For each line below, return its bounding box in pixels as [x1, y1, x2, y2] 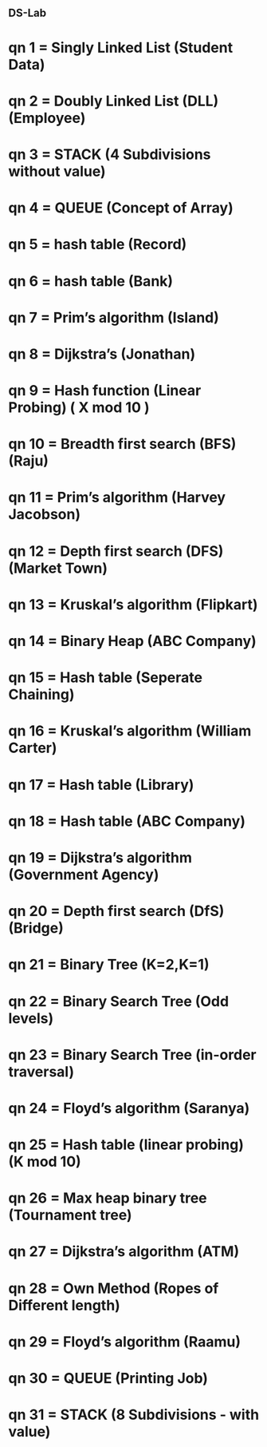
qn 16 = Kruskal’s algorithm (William [8, 722, 252, 740]
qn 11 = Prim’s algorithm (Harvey [8, 489, 226, 506]
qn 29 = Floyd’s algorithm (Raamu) [8, 1333, 241, 1350]
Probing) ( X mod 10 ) [8, 398, 150, 417]
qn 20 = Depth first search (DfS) [8, 902, 225, 921]
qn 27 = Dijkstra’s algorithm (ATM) [8, 1243, 240, 1261]
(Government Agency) [8, 866, 159, 883]
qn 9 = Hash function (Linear [8, 382, 202, 400]
